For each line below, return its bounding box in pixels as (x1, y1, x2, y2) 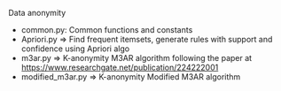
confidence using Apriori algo (20, 43, 130, 54)
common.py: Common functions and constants (20, 25, 193, 34)
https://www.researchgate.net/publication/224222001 (20, 62, 219, 72)
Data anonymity (8, 8, 66, 18)
